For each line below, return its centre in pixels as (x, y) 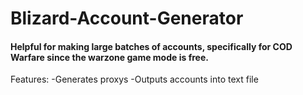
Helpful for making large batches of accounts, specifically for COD (151, 46)
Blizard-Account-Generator (127, 18)
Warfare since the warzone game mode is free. (109, 57)
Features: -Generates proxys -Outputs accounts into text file (134, 79)
